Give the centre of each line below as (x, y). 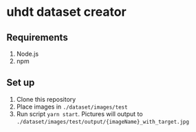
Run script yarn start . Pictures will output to (79, 113)
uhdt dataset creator (66, 12)
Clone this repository (46, 99)
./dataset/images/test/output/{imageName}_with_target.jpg (103, 122)
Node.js (28, 54)
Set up (21, 83)
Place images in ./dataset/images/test (72, 107)
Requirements (37, 37)
